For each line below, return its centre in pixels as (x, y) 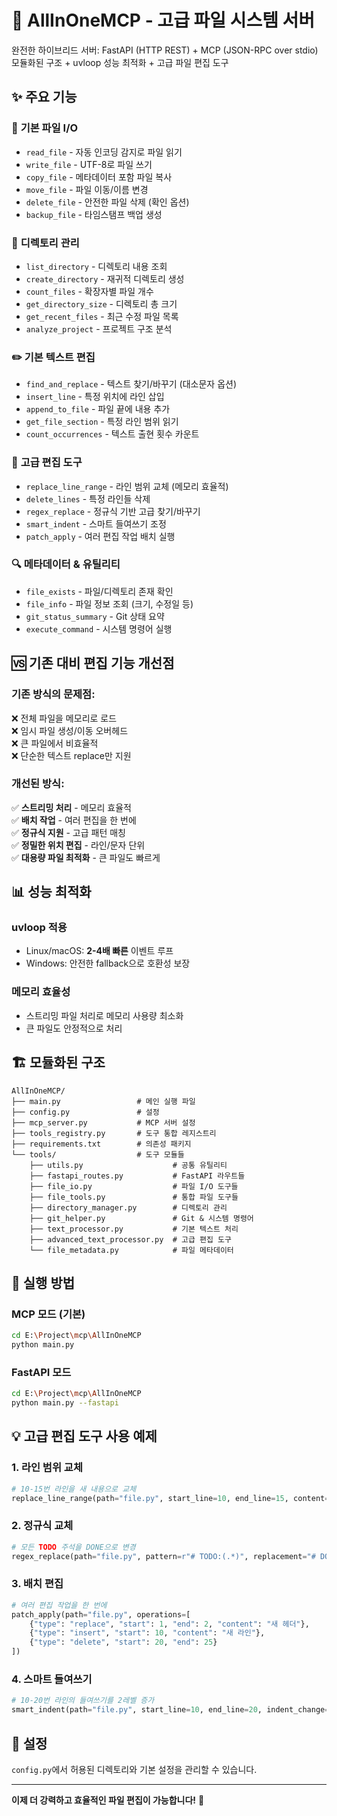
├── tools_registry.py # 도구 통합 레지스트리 (114, 1133)
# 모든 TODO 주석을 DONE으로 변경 (73, 1547)
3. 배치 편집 (37, 1584)
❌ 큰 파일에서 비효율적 (55, 743)
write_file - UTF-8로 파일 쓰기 (89, 164)
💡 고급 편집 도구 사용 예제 (84, 1436)
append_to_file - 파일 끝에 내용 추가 (98, 409)
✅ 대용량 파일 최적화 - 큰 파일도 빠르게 (86, 857)
